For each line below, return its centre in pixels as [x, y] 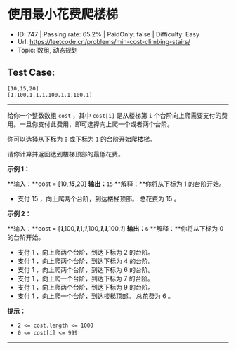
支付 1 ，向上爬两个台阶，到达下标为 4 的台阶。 [86, 261]
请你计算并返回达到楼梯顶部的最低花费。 [66, 154]
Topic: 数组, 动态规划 [48, 50]
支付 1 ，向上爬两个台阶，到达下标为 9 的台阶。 [86, 287]
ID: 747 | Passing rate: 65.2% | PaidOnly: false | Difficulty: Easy [109, 34]
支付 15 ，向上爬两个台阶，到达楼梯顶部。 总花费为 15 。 [99, 198]
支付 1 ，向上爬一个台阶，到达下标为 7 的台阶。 [86, 278]
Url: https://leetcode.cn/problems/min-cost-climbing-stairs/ [104, 41]
